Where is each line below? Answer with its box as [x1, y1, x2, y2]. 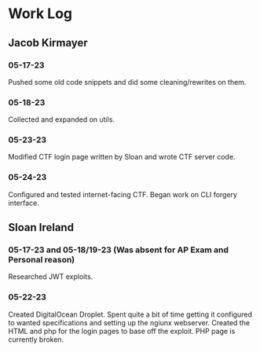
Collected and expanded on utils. [8, 115, 115, 124]
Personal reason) [8, 255, 75, 266]
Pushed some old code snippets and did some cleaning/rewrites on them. [8, 77, 247, 86]
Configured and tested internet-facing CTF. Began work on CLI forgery [8, 189, 238, 199]
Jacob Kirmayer [8, 36, 88, 49]
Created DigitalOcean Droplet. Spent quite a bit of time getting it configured [8, 310, 253, 319]
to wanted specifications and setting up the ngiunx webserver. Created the [8, 317, 250, 327]
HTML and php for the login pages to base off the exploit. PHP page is [8, 326, 236, 335]
